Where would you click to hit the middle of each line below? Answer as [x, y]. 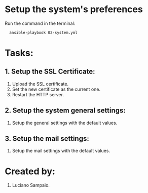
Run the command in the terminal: [40, 23]
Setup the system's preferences [74, 9]
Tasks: [19, 53]
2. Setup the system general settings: [65, 111]
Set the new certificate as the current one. [56, 89]
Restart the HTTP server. [38, 94]
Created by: [30, 171]
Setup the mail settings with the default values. [61, 151]
